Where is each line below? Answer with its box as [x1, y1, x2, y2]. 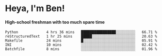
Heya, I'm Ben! [5, 3, 65, 14]
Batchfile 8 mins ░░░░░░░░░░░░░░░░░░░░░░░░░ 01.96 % [5, 47, 158, 52]
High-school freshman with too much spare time [5, 19, 105, 25]
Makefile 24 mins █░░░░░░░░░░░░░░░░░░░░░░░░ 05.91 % [5, 38, 158, 43]
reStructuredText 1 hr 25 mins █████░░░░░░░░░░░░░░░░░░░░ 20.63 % [5, 34, 158, 39]
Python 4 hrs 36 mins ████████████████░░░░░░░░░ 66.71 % [5, 30, 158, 35]
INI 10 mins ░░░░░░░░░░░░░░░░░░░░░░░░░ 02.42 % [5, 42, 158, 47]
